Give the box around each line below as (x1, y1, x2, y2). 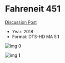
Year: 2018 (12, 28, 34, 34)
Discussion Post (5, 19, 37, 25)
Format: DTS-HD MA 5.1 (12, 34, 59, 39)
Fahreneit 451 (5, 3, 61, 14)
